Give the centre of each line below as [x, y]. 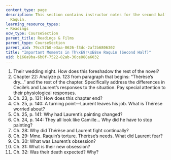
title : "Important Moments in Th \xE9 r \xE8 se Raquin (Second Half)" [79, 52]
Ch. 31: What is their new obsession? [52, 147]
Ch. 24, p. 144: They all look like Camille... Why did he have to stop [83, 120]
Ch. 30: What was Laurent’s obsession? [54, 141]
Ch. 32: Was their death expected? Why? [56, 152]
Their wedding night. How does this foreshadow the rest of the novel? [86, 71]
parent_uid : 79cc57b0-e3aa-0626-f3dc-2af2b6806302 [60, 48]
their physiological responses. [44, 93]
